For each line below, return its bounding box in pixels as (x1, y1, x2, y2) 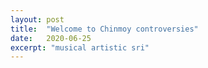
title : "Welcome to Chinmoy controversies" (10, 24, 199, 34)
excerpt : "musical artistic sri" (10, 42, 150, 53)
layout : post (10, 14, 65, 25)
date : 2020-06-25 (10, 33, 92, 43)
